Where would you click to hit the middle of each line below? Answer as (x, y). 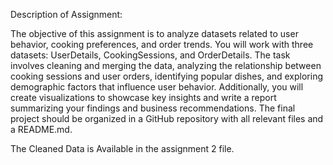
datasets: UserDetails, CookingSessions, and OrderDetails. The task (150, 55)
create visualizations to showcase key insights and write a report (143, 97)
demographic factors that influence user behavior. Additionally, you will (157, 87)
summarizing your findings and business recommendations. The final (153, 108)
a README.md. (41, 129)
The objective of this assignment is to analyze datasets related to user (154, 33)
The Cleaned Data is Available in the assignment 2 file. (122, 148)
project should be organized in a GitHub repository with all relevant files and (167, 118)
